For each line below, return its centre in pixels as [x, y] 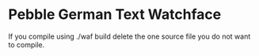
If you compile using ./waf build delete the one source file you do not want [129, 36]
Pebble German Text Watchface [115, 15]
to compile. [27, 44]
